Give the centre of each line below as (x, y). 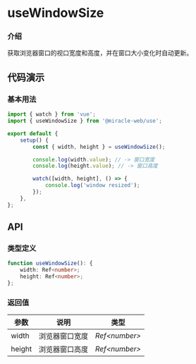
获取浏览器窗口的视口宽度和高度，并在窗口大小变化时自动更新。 (100, 53)
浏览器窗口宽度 (63, 336)
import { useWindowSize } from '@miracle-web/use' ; (85, 121)
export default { (33, 133)
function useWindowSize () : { (50, 263)
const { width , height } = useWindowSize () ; (99, 147)
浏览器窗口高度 (63, 349)
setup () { (35, 140)
